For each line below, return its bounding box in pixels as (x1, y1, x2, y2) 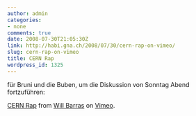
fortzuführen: (7, 88, 45, 96)
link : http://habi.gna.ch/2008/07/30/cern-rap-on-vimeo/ (7, 42, 176, 49)
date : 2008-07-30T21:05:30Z (7, 36, 89, 43)
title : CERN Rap (7, 55, 54, 62)
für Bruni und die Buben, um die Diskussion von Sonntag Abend (7, 80, 190, 88)
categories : (7, 17, 42, 23)
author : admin (7, 10, 49, 17)
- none (7, 23, 26, 30)
